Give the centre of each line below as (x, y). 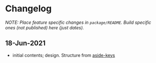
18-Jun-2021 (25, 43)
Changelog (28, 9)
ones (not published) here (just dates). (45, 27)
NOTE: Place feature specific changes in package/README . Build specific (78, 22)
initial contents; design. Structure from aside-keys (64, 55)
